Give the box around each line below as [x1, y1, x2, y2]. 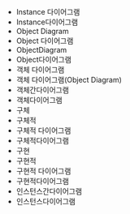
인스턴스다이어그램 [15, 197, 76, 206]
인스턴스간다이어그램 [15, 186, 83, 196]
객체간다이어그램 [15, 85, 69, 95]
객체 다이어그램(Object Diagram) [15, 75, 122, 84]
